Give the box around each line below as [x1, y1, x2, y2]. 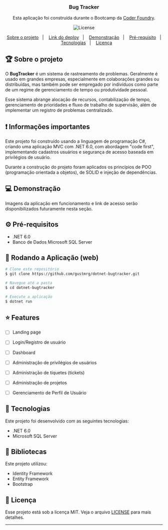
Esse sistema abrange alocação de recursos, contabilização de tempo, [5, 96, 151, 102]
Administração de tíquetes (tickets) [12, 369, 85, 375]
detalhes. [5, 514, 24, 520]
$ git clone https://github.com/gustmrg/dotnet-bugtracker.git [5, 271, 140, 277]
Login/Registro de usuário [12, 339, 66, 345]
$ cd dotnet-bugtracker [5, 285, 55, 290]
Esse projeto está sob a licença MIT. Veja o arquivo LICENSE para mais [5, 509, 151, 515]
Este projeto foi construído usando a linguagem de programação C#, [5, 138, 146, 144]
